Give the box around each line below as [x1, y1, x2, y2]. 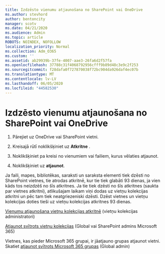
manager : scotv [5, 21, 37, 26]
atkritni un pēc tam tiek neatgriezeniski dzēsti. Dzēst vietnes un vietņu [5, 193, 148, 199]
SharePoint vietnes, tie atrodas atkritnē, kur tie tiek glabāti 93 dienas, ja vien [5, 178, 161, 184]
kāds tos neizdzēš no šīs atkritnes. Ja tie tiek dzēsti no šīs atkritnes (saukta [5, 183, 159, 189]
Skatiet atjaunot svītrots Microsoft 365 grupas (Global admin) [5, 244, 130, 250]
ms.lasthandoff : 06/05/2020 [5, 81, 63, 86]
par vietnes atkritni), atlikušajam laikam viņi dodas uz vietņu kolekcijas [5, 188, 148, 194]
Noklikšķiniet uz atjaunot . [12, 163, 65, 169]
